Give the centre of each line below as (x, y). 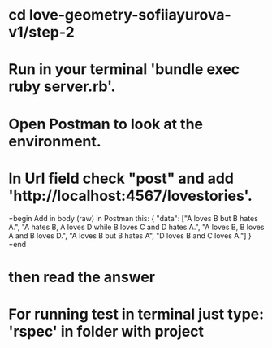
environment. (55, 141)
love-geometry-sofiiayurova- (130, 15)
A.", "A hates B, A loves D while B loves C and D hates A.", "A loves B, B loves (136, 227)
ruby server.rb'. (62, 87)
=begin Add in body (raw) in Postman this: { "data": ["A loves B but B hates (133, 218)
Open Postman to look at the (106, 124)
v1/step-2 (41, 32)
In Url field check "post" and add (121, 178)
